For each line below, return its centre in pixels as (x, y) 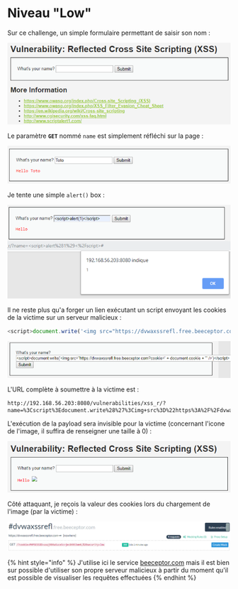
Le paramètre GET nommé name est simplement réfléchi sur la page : (106, 136)
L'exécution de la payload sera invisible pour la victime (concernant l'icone (116, 423)
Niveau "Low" (50, 13)
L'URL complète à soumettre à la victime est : (73, 389)
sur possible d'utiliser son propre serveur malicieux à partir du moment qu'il (118, 570)
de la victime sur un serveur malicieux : (64, 317)
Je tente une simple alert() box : (56, 195)
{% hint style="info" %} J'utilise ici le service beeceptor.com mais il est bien (119, 562)
